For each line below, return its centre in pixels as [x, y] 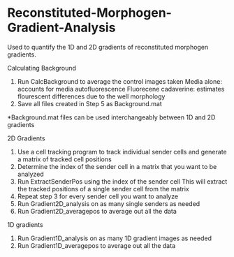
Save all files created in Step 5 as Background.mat [89, 103]
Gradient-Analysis [61, 28]
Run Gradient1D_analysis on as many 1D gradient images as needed [114, 238]
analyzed [30, 174]
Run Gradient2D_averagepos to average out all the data [97, 211]
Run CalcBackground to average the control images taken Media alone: [119, 81]
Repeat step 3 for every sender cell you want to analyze [98, 196]
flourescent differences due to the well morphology [91, 96]
